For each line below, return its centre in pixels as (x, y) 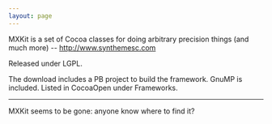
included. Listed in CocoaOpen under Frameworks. (93, 88)
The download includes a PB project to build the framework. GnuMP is (125, 79)
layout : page (30, 16)
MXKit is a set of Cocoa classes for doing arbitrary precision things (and (129, 39)
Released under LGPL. (45, 63)
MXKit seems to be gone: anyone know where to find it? (102, 111)
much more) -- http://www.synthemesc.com (82, 47)
